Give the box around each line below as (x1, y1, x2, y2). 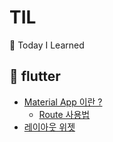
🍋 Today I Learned (9, 39, 85, 51)
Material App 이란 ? (23, 96, 103, 108)
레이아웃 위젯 (23, 121, 76, 133)
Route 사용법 (38, 108, 91, 120)
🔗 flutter (9, 68, 61, 85)
